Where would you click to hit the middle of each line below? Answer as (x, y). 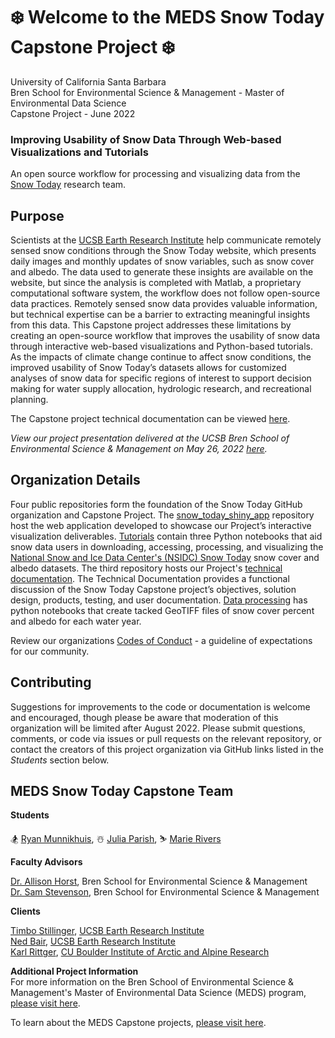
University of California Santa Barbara (88, 81)
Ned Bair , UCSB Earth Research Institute (93, 941)
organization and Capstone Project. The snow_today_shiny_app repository (162, 515)
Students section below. (60, 760)
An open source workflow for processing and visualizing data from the (155, 174)
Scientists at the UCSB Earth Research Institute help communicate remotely (166, 240)
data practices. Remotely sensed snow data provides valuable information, (164, 304)
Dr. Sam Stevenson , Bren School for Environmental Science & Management (165, 892)
